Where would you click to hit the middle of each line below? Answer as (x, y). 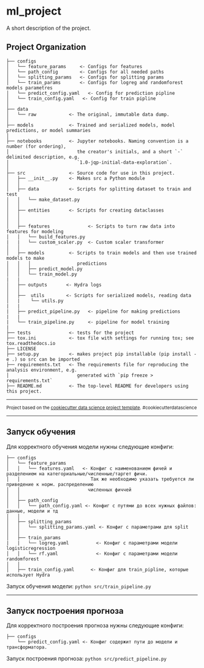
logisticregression (31, 548)
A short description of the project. (49, 28)
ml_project (34, 11)
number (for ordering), (36, 146)
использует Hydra (28, 575)
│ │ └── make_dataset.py (43, 200)
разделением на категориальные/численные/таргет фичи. (77, 474)
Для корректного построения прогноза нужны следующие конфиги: (95, 625)
